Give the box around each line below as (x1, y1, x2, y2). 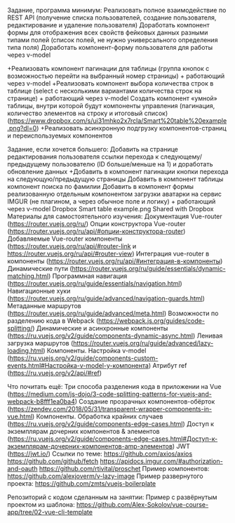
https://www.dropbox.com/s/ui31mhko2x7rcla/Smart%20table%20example (9, 117, 227, 125)
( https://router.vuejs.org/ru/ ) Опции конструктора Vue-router (7, 220, 186, 227)
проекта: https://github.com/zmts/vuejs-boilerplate (7, 479, 156, 487)
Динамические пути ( (7, 265, 72, 272)
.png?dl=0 (7, 124, 37, 132)
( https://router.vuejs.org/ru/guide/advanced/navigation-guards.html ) (7, 294, 206, 303)
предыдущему (7, 160, 51, 168)
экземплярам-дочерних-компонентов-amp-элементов (7, 442, 173, 450)
